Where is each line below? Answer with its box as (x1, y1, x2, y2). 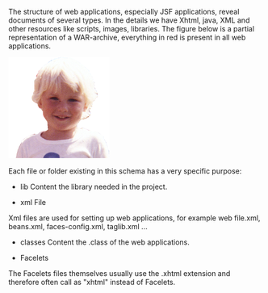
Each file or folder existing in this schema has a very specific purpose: (8, 166, 242, 176)
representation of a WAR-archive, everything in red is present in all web (8, 32, 246, 42)
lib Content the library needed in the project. (19, 182, 168, 191)
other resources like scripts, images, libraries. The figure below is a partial (8, 24, 255, 33)
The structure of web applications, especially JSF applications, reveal (8, 7, 240, 16)
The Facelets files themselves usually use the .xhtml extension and (8, 269, 231, 278)
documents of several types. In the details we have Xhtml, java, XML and (8, 15, 250, 25)
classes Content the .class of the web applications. (19, 237, 190, 247)
